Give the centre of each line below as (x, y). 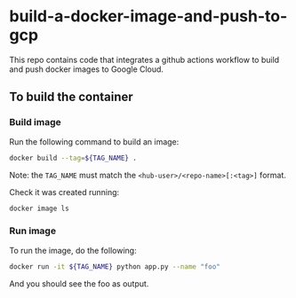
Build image (36, 122)
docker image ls (39, 208)
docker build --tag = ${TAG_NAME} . (73, 158)
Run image (32, 231)
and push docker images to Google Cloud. (87, 69)
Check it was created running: (64, 192)
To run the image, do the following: (73, 250)
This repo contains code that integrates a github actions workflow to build (144, 59)
